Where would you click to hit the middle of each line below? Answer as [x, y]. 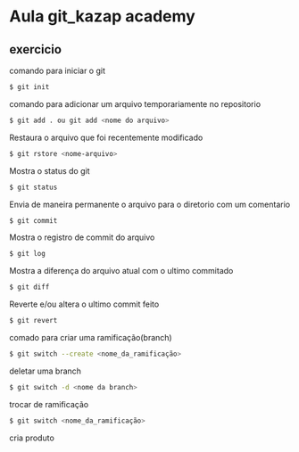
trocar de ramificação [49, 404]
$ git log [28, 254]
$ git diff [29, 287]
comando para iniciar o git [57, 70]
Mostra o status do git [50, 170]
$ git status [33, 187]
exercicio [36, 49]
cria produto [32, 438]
